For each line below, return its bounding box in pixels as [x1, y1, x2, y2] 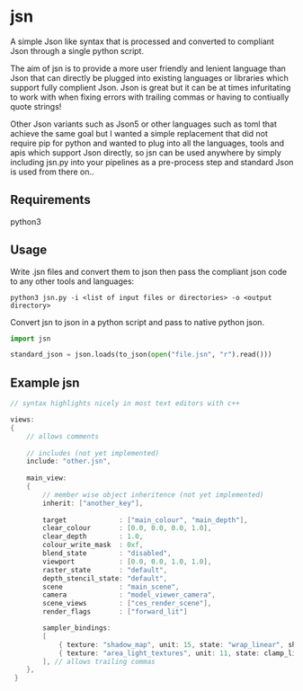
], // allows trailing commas [42, 657, 156, 666]
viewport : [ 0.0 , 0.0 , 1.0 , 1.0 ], [42, 557, 212, 566]
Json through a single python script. [10, 45, 145, 56]
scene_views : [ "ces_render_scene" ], [42, 599, 212, 608]
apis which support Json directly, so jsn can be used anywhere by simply [10, 146, 281, 158]
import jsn [10, 334, 51, 343]
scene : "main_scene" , [42, 582, 180, 591]
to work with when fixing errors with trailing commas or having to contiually [10, 92, 290, 102]
